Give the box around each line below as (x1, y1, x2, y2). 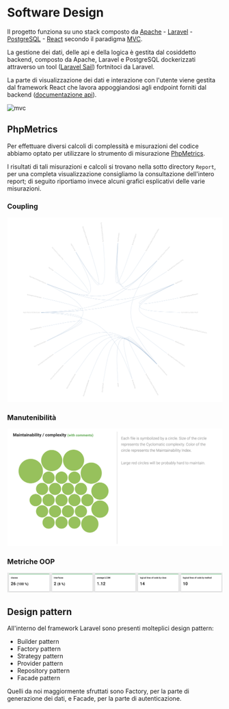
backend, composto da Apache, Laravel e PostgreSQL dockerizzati (7, 55, 196, 63)
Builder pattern (16, 638, 59, 646)
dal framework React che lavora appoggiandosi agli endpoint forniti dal (7, 83, 207, 91)
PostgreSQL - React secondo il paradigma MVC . (7, 34, 143, 43)
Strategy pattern (16, 652, 64, 660)
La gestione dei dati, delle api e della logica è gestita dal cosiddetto (7, 48, 196, 56)
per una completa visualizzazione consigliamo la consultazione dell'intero (7, 169, 215, 178)
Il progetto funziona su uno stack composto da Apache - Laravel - (7, 27, 193, 36)
